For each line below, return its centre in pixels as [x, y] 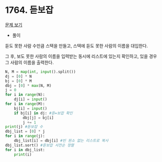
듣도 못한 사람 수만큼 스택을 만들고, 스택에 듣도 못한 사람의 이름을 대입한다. [77, 45]
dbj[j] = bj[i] [38, 118]
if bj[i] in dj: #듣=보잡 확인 [43, 113]
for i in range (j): [25, 136]
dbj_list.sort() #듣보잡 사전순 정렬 [40, 145]
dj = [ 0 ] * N [18, 76]
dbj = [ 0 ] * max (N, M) [28, 85]
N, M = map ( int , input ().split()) [41, 72]
